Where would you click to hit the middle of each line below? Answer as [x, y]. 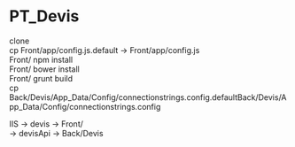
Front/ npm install [41, 59]
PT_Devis [44, 16]
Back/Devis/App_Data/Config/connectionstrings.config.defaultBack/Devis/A [148, 97]
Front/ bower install [44, 69]
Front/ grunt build [41, 78]
